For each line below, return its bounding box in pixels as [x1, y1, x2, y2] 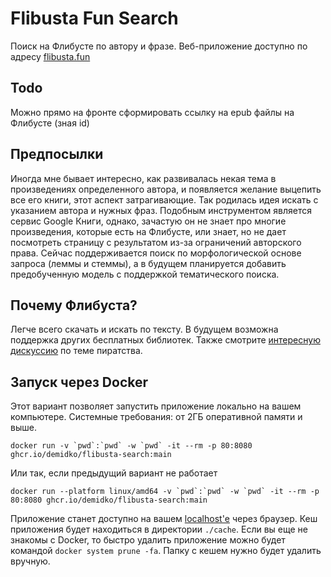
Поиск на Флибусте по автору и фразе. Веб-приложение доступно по [10, 40, 308, 52]
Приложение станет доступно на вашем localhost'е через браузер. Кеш [10, 513, 318, 525]
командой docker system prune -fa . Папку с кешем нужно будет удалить [10, 545, 322, 557]
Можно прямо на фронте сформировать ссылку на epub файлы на [10, 106, 295, 118]
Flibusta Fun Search [10, 7, 179, 30]
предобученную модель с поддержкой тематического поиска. [10, 268, 280, 280]
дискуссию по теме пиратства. [10, 345, 143, 357]
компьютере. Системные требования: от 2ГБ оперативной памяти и [10, 411, 303, 423]
